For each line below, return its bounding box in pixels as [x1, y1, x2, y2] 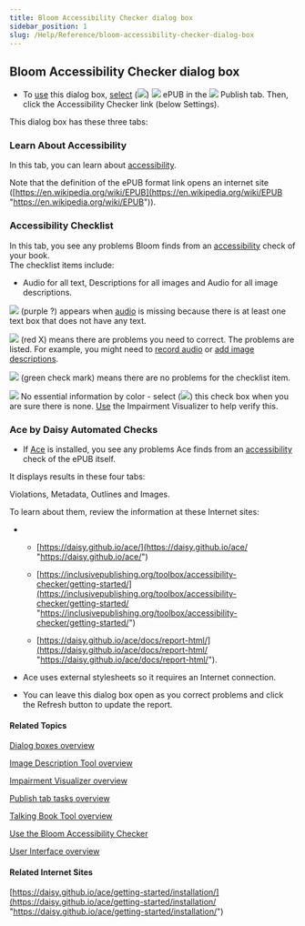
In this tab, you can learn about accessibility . [9, 160, 177, 171]
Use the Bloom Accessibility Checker [9, 829, 148, 840]
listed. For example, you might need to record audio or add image [9, 343, 255, 355]
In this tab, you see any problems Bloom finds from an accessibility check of [9, 240, 296, 251]
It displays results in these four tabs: [9, 471, 146, 482]
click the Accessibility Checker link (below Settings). [22, 99, 220, 110]
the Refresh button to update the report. [22, 700, 173, 710]
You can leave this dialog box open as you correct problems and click [22, 689, 284, 700]
